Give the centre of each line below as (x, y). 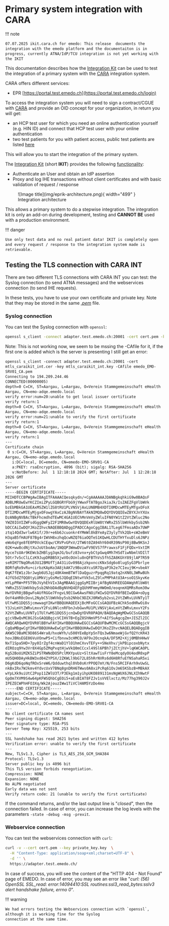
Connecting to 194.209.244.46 (37, 376)
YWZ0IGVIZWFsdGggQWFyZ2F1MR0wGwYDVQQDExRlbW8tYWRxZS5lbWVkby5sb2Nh (77, 522)
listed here (23, 144)
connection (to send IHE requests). (41, 288)
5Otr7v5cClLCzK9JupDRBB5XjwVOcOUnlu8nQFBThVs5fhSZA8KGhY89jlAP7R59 (77, 558)
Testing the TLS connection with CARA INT (74, 265)
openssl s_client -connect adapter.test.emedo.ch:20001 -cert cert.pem (82, 337)
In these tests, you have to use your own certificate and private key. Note (81, 297)
